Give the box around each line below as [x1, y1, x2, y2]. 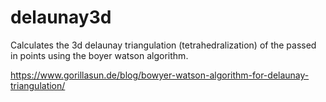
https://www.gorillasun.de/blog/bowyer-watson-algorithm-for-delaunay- [10, 69, 310, 81]
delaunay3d [10, 6, 112, 29]
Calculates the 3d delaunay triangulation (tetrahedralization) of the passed [10, 39, 317, 51]
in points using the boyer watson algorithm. [10, 49, 189, 61]
